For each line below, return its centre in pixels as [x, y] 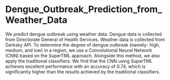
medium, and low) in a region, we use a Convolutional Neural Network [79, 50]
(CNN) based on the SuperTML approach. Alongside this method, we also [83, 55]
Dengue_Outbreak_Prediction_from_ [84, 9]
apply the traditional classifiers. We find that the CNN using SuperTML [79, 61]
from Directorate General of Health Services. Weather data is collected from [85, 39]
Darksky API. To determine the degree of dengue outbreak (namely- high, [83, 45]
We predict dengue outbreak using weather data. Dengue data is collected [84, 34]
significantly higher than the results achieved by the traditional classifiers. [83, 71]
